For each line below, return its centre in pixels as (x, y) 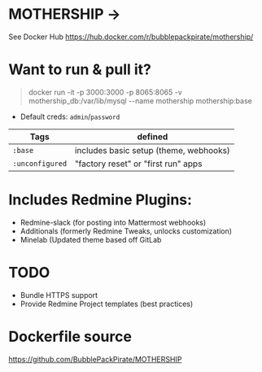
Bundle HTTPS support (59, 295)
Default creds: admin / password (70, 116)
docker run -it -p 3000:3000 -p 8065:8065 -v (105, 92)
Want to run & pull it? (80, 70)
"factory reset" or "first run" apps (138, 164)
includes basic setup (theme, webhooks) (152, 150)
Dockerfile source (70, 337)
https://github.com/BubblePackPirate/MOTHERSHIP (95, 359)
